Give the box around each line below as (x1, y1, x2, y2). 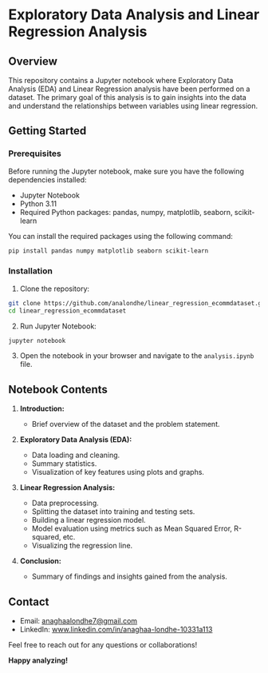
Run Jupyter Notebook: (19, 321, 97, 331)
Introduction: (19, 404, 65, 413)
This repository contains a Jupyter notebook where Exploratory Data (8, 76, 234, 85)
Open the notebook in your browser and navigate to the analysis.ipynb (19, 351, 254, 360)
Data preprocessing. (31, 498, 100, 508)
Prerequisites (8, 148, 61, 159)
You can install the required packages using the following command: (8, 231, 234, 241)
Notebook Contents (8, 382, 108, 396)
